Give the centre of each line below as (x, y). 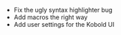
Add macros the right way (50, 17)
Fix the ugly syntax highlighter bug (63, 10)
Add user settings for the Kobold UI (64, 24)
